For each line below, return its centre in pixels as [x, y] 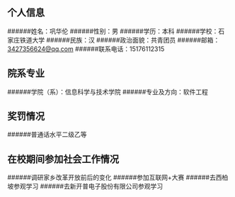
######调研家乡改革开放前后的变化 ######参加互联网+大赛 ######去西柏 [118, 178]
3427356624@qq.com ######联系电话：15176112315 [86, 49]
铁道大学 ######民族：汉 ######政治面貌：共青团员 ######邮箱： [120, 40]
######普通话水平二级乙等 [47, 135]
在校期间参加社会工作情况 [63, 159]
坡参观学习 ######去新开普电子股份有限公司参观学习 [85, 186]
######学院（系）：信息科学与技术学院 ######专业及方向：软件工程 [108, 91]
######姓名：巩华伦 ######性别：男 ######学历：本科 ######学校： [113, 31]
